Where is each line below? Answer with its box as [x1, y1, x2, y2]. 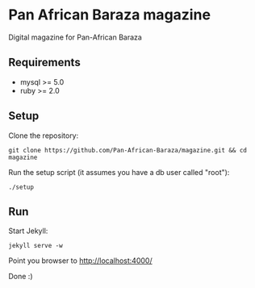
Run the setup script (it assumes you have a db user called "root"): [8, 167, 230, 177]
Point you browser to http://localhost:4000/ [8, 256, 153, 265]
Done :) [8, 272, 34, 282]
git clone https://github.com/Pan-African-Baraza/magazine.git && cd [8, 146, 248, 154]
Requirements [8, 56, 81, 69]
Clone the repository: [8, 131, 79, 140]
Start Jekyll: [8, 226, 48, 236]
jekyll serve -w [8, 242, 63, 250]
